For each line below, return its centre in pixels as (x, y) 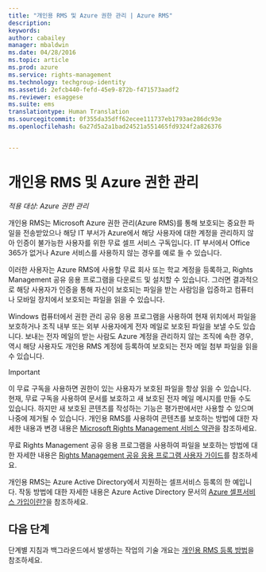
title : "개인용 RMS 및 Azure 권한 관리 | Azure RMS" (91, 16)
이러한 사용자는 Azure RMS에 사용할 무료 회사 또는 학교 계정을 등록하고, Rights (131, 269)
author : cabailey (37, 38)
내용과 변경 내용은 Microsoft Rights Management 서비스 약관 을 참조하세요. (140, 428)
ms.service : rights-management (60, 75)
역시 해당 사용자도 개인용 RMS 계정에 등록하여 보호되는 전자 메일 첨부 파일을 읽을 (133, 346)
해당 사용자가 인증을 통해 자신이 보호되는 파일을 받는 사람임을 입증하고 (124, 289)
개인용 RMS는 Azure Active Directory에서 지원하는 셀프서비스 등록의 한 (120, 481)
